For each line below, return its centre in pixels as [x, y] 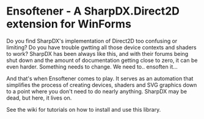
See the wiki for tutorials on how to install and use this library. [84, 109]
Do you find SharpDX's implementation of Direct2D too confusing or [92, 41]
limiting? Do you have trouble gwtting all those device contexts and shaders [101, 47]
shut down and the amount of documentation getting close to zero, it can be [102, 60]
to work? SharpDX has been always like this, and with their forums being [97, 53]
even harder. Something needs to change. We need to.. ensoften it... [92, 66]
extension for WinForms [69, 24]
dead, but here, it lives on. [39, 98]
